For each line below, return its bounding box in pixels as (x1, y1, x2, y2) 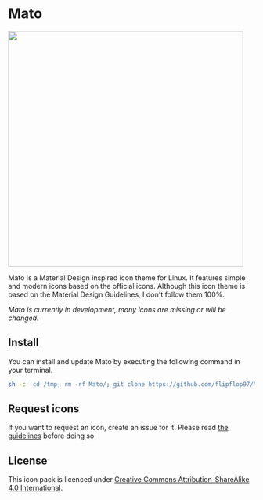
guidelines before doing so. (8, 431, 96, 440)
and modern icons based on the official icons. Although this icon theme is (8, 281, 246, 290)
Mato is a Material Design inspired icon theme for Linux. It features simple (8, 272, 246, 283)
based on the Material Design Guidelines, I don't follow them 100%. (8, 290, 225, 299)
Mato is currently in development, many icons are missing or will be (8, 305, 227, 314)
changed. (8, 313, 39, 323)
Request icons (8, 402, 80, 416)
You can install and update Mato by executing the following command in (8, 356, 240, 366)
